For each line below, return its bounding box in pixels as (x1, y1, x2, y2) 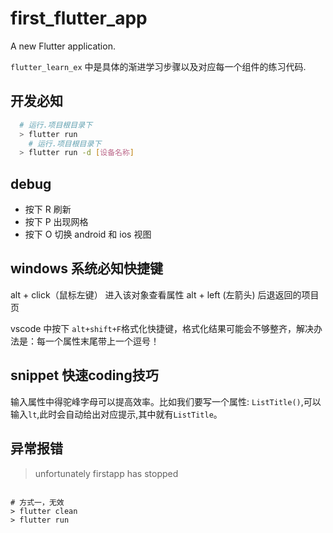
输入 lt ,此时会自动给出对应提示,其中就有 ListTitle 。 (10, 408, 223, 420)
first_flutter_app (10, 7, 148, 30)
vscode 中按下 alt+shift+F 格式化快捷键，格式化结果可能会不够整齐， (10, 322, 297, 334)
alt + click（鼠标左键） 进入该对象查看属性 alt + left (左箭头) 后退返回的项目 (10, 288, 320, 301)
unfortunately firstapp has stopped (34, 467, 179, 479)
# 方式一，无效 (10, 497, 65, 507)
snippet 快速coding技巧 (10, 367, 159, 384)
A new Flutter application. (10, 40, 116, 52)
